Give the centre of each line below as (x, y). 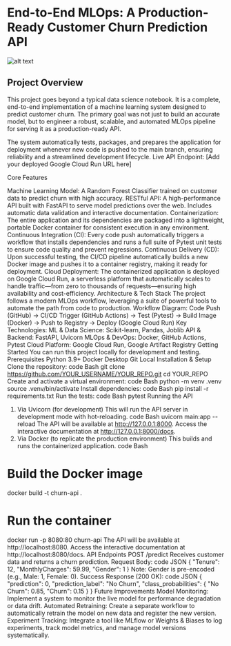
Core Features (28, 177)
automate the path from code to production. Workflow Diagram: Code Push (114, 307)
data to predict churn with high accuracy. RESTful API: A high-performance (114, 198)
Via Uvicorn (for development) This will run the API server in (102, 409)
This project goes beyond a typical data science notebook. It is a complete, (114, 99)
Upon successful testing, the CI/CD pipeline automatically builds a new (108, 256)
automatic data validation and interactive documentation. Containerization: (113, 212)
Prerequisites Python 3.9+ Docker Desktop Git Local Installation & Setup (109, 359)
